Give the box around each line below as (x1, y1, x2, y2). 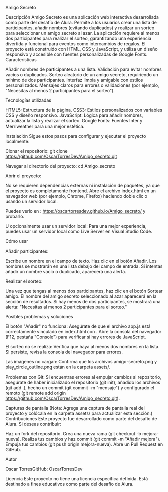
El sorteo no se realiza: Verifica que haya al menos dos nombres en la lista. (5, 344, 160, 349)
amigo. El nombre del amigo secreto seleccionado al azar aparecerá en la (5, 293, 157, 299)
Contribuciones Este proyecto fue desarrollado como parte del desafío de (5, 416, 157, 421)
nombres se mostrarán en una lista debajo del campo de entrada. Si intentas (5, 263, 163, 269)
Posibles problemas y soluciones (5, 314, 73, 319)
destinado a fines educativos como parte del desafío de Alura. (5, 481, 134, 487)
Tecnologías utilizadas (5, 97, 52, 103)
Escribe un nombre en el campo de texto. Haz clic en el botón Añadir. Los (5, 258, 157, 264)
